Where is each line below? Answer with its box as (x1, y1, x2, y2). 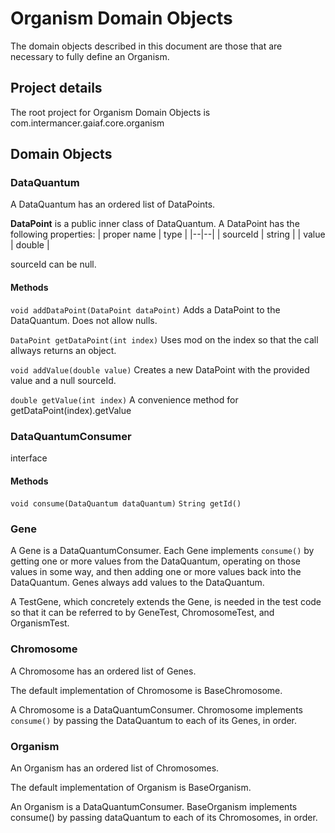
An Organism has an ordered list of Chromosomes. (10, 762, 220, 774)
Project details (10, 80, 103, 97)
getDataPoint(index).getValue (10, 404, 132, 416)
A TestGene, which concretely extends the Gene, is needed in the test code (10, 596, 322, 608)
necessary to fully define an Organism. (10, 50, 170, 62)
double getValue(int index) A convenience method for (10, 393, 239, 406)
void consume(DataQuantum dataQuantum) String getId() (10, 499, 242, 509)
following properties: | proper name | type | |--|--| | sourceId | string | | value (10, 228, 326, 241)
